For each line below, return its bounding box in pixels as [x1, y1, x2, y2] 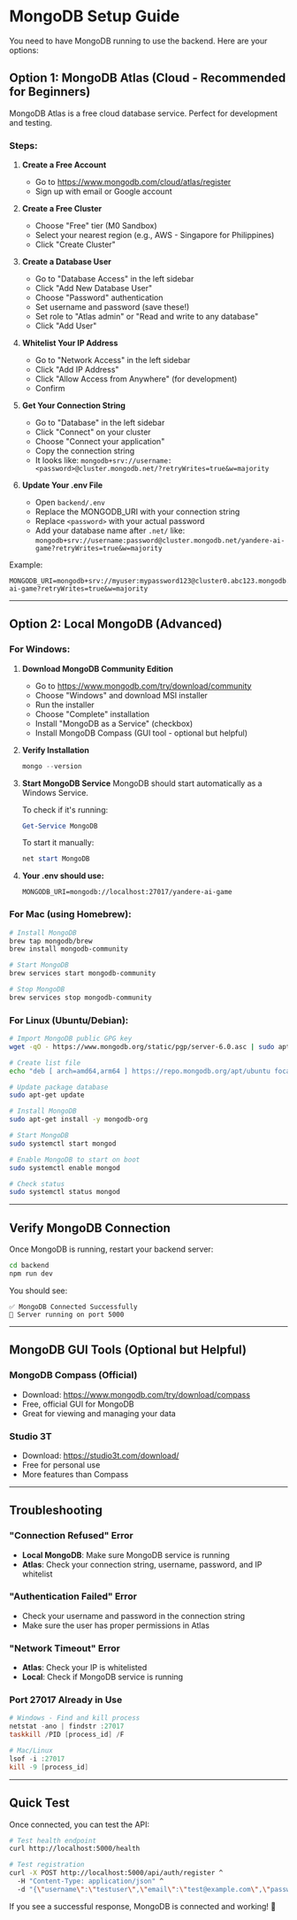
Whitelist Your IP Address [21, 338, 118, 349]
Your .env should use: [21, 870, 104, 882]
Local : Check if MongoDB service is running [21, 1671, 184, 1683]
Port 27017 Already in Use [9, 1693, 123, 1706]
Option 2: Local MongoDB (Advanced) [9, 617, 223, 632]
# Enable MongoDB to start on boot [9, 1155, 141, 1164]
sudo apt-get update [9, 1091, 86, 1099]
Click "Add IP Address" [34, 365, 119, 375]
